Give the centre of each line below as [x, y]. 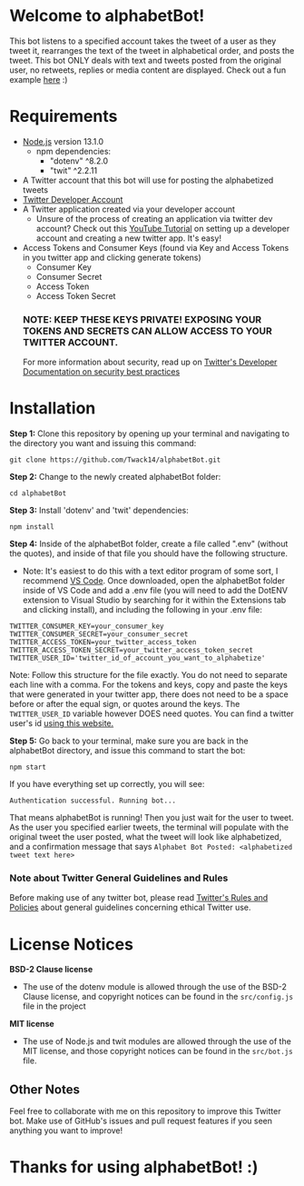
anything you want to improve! [66, 1131]
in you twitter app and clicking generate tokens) [112, 257]
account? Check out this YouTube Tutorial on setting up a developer [163, 228]
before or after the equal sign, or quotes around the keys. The [125, 704]
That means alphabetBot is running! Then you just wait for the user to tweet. [152, 818]
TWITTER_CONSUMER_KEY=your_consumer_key [87, 627]
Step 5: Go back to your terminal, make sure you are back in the [129, 741]
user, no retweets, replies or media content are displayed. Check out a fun [148, 70]
